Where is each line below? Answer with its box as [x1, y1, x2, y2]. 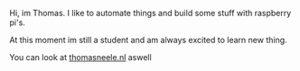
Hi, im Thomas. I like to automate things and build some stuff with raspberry [9, 8, 292, 18]
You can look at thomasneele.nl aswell [9, 52, 152, 62]
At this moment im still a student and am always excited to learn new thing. [9, 35, 287, 45]
